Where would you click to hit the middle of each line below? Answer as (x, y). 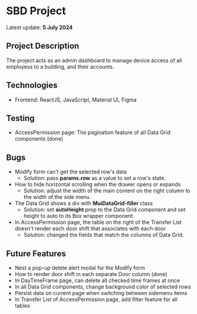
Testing (20, 118)
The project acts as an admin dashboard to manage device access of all (94, 60)
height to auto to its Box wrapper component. (79, 216)
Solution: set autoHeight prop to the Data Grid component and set (104, 210)
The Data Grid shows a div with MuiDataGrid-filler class (84, 204)
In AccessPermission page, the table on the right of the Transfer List (98, 222)
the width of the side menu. (57, 197)
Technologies (32, 85)
